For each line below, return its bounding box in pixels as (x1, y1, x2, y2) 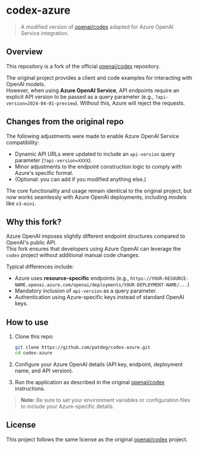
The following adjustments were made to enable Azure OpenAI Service (6, 132, 180, 140)
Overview (6, 47, 43, 57)
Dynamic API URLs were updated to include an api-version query (14, 150, 175, 158)
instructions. (14, 385, 46, 392)
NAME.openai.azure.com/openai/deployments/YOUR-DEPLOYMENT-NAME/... (14, 282, 188, 288)
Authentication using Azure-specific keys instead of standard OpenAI (14, 294, 185, 301)
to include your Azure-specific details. (20, 403, 114, 410)
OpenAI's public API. (6, 239, 57, 246)
